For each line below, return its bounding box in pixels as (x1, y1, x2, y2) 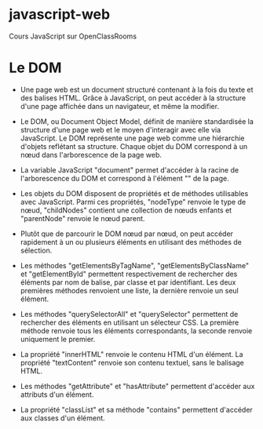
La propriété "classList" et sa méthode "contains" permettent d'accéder (20, 405, 254, 414)
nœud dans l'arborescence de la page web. (20, 150, 162, 159)
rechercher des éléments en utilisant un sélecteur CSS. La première (20, 318, 239, 327)
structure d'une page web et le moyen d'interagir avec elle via (20, 125, 221, 134)
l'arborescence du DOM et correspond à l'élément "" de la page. (20, 173, 230, 183)
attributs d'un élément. (20, 390, 94, 399)
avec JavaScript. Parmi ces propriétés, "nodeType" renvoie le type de (20, 197, 247, 206)
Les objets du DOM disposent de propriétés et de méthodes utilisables (20, 188, 249, 198)
